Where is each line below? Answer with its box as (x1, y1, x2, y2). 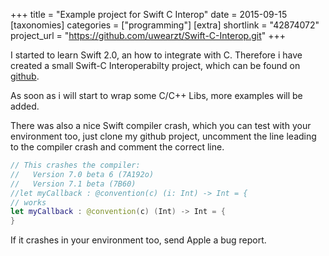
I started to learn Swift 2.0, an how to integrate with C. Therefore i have (10, 49, 303, 61)
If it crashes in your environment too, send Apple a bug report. (10, 234, 267, 246)
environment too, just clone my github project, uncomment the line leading (10, 130, 317, 142)
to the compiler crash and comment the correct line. (10, 141, 225, 153)
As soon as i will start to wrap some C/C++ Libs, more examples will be (10, 90, 303, 101)
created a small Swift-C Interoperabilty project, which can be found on (10, 60, 301, 71)
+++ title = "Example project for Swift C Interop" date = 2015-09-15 (10, 9, 288, 20)
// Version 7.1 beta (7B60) (10, 179, 137, 189)
